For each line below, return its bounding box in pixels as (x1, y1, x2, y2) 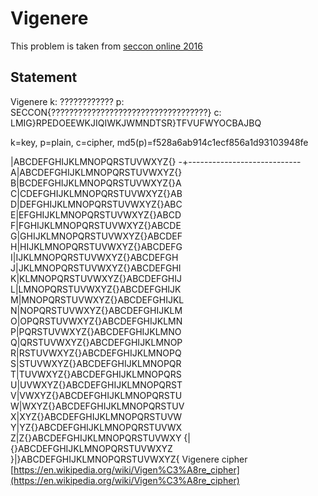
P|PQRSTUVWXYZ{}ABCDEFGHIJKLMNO (10, 325, 182, 337)
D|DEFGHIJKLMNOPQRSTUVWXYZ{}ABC (10, 198, 183, 210)
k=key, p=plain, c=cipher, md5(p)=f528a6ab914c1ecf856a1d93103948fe (10, 136, 309, 148)
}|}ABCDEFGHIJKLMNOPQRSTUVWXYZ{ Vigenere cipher (10, 453, 248, 465)
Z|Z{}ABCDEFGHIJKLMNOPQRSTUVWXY (10, 432, 182, 444)
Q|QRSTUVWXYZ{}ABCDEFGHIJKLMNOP (10, 336, 183, 348)
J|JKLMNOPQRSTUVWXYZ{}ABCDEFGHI (10, 262, 182, 274)
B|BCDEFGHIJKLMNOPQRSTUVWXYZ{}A (10, 177, 182, 189)
